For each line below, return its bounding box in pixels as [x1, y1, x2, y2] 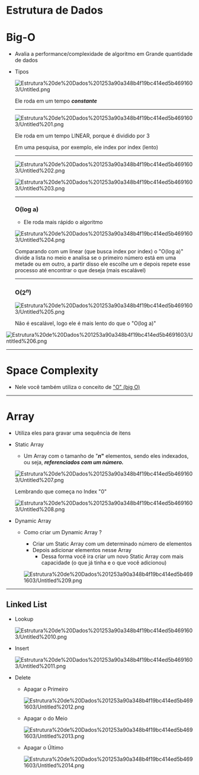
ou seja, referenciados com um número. [23, 459, 124, 466]
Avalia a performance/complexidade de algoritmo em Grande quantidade [14, 50, 193, 58]
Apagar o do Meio [23, 715, 68, 722]
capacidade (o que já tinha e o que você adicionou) [41, 559, 167, 566]
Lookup [14, 615, 34, 623]
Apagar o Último [23, 744, 64, 751]
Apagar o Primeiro [23, 685, 68, 693]
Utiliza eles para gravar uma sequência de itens [14, 429, 131, 436]
